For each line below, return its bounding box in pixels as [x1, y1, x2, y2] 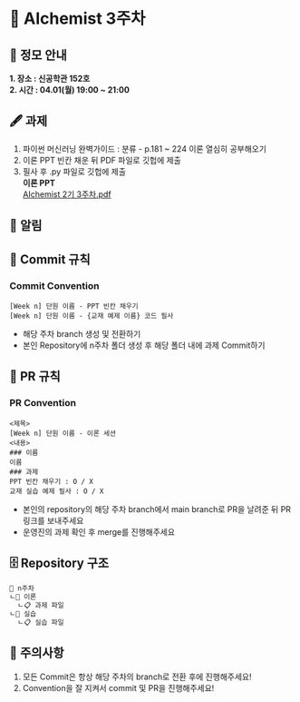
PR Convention [9, 397, 77, 410]
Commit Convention [9, 279, 100, 292]
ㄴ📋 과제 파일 [17, 601, 64, 610]
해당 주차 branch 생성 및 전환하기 [22, 328, 141, 339]
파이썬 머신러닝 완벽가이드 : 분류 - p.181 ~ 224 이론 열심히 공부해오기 [22, 143, 267, 154]
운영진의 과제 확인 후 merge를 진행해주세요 [22, 526, 175, 537]
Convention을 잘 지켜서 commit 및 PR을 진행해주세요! [22, 682, 215, 693]
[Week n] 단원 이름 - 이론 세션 [9, 429, 116, 438]
